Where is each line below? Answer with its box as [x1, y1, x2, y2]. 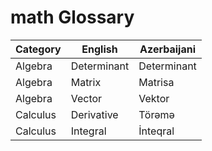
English [81, 42, 118, 56]
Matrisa [138, 75, 175, 89]
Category [15, 42, 62, 56]
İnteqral [138, 124, 175, 138]
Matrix [70, 75, 102, 89]
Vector [70, 91, 103, 105]
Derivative [70, 107, 119, 121]
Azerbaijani [139, 42, 196, 56]
